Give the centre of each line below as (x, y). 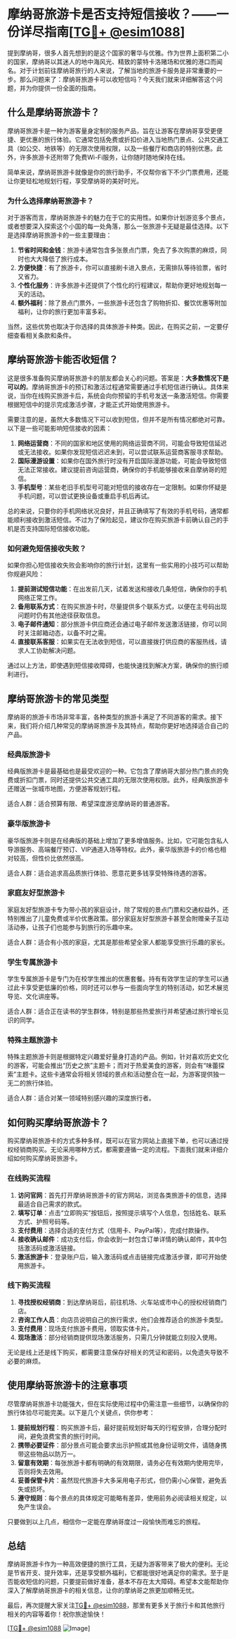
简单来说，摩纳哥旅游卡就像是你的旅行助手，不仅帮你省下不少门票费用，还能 (118, 172)
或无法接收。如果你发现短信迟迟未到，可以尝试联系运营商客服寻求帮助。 (122, 452)
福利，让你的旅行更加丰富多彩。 (64, 312)
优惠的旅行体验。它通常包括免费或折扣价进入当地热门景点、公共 (118, 139)
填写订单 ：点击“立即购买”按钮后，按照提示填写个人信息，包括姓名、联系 (122, 1212)
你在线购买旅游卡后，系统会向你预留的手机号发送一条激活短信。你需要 (127, 396)
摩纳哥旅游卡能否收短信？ (63, 360)
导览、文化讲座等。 (35, 996)
